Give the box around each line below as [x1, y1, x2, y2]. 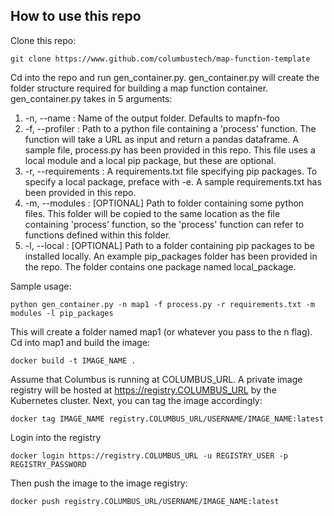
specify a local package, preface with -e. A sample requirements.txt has [24, 175, 322, 188]
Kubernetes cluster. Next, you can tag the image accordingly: [10, 394, 263, 406]
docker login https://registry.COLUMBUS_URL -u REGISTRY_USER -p [10, 450, 288, 461]
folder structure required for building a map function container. [10, 82, 269, 94]
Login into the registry [10, 431, 102, 443]
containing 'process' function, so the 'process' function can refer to [24, 218, 305, 230]
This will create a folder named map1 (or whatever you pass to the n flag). [10, 325, 313, 338]
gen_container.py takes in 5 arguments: [10, 92, 173, 104]
